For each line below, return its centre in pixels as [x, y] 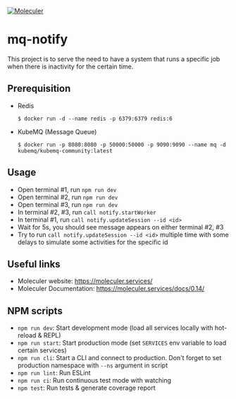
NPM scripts [35, 311]
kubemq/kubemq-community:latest [65, 151]
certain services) [42, 350]
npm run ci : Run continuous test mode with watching [94, 381]
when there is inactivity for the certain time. [70, 66]
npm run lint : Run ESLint [54, 373]
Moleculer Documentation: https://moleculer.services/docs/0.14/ [111, 289]
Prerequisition [39, 89]
